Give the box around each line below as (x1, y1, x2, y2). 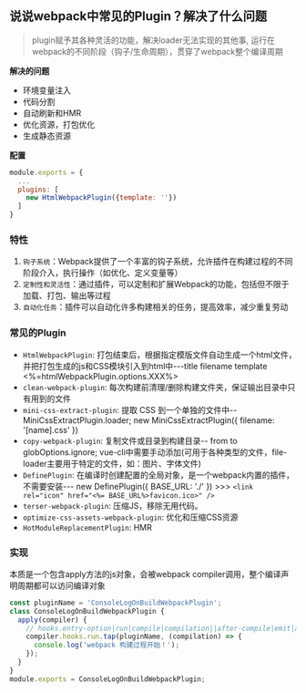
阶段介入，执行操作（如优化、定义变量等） (22, 267, 183, 278)
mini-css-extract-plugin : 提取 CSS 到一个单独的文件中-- (22, 404, 238, 415)
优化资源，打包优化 (22, 119, 96, 129)
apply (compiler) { (17, 615, 88, 625)
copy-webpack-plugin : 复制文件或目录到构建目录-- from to (22, 435, 239, 446)
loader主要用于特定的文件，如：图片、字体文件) (22, 458, 202, 469)
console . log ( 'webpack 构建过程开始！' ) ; (33, 641, 180, 650)
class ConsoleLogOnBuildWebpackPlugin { (9, 606, 166, 615)
